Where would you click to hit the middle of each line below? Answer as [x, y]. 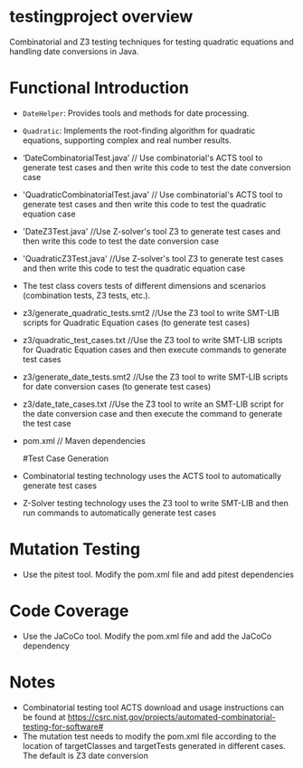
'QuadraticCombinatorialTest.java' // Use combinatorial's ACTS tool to [152, 194]
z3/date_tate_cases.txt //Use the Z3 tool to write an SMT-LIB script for [153, 404]
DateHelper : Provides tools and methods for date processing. [136, 113]
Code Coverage [69, 611]
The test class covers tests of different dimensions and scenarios [144, 285]
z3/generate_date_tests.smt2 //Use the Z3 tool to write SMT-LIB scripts [155, 377]
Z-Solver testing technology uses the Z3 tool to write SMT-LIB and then [156, 503]
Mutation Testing [75, 549]
